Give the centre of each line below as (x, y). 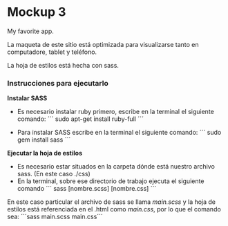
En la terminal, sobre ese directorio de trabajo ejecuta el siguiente (111, 181)
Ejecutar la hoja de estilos (45, 153)
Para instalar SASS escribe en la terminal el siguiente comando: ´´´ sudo (119, 133)
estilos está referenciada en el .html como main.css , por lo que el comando (114, 209)
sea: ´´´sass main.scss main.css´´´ (55, 217)
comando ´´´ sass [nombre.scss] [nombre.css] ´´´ (87, 189)
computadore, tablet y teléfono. (52, 52)
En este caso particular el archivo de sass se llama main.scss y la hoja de (112, 202)
